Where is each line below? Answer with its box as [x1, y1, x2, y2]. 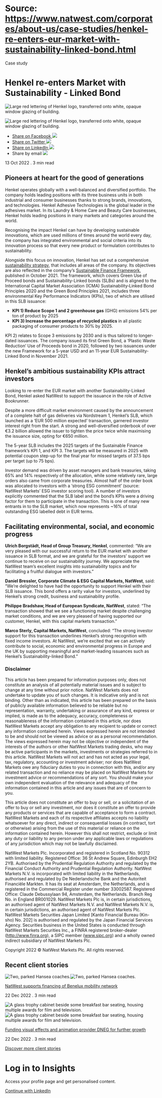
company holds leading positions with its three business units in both [5, 192, 143, 198]
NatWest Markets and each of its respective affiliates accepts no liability [5, 815, 149, 821]
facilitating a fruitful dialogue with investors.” [5, 569, 94, 574]
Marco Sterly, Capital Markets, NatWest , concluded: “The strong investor [5, 628, 153, 634]
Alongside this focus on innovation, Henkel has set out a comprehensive [5, 257, 149, 263]
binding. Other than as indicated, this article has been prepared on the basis [5, 697, 157, 703]
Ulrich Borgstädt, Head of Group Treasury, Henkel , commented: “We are [5, 543, 151, 549]
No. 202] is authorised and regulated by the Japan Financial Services [15, 917, 153, 923]
